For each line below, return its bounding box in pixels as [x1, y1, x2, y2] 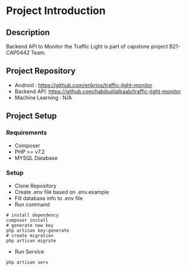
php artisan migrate [6, 238, 57, 243]
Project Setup [6, 111, 57, 121]
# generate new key [6, 222, 54, 228]
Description [6, 28, 50, 37]
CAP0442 [6, 49, 30, 56]
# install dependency [6, 212, 59, 218]
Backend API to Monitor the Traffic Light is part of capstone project [6, 43, 168, 50]
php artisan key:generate [6, 227, 69, 234]
